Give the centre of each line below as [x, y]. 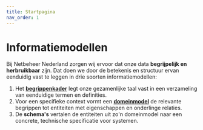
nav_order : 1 [23, 18]
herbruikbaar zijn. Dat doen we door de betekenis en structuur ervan [93, 71]
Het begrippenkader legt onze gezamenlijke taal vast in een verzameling [106, 89]
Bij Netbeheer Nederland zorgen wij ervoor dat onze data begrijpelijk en [97, 64]
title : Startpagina [31, 12]
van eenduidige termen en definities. [61, 95]
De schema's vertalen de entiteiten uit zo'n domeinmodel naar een [98, 114]
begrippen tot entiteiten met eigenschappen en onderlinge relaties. [98, 108]
